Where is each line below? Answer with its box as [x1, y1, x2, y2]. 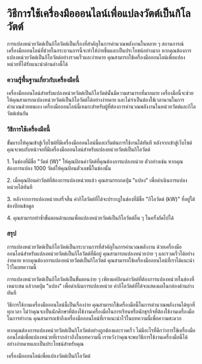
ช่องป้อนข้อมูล [7, 202, 34, 209]
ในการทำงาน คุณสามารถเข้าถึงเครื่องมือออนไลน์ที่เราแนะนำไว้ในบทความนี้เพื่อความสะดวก [7, 314, 182, 322]
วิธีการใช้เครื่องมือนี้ [7, 125, 50, 134]
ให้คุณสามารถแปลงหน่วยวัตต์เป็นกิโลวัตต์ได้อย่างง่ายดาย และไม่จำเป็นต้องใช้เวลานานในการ [7, 96, 185, 103]
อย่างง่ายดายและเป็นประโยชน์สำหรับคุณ [7, 340, 84, 347]
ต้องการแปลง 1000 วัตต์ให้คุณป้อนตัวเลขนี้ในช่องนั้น [7, 164, 111, 171]
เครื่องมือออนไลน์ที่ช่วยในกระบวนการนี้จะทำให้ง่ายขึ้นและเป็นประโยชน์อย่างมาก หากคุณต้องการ [7, 46, 192, 54]
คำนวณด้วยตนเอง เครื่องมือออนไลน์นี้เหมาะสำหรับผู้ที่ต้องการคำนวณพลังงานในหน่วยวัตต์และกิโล [7, 103, 196, 110]
